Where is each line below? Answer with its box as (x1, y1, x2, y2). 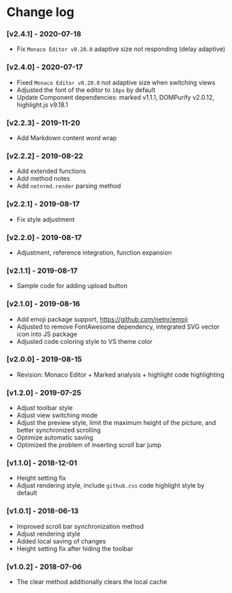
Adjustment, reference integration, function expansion (16, 248, 172, 257)
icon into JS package (16, 329, 77, 338)
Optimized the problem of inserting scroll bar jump (16, 441, 162, 449)
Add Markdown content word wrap (16, 134, 117, 142)
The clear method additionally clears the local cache (16, 578, 168, 586)
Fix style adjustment (16, 215, 75, 223)
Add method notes (16, 174, 70, 183)
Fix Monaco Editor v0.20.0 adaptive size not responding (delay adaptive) (16, 45, 226, 53)
